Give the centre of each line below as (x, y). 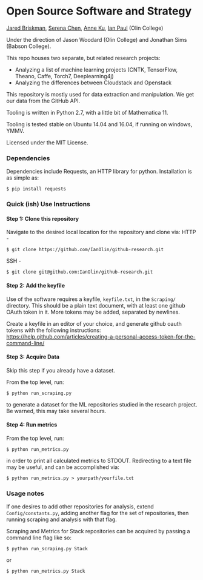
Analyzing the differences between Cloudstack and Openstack (93, 83)
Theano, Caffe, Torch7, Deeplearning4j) (64, 76)
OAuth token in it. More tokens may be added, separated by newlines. (93, 312)
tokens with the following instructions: (54, 330)
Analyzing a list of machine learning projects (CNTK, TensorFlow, (96, 69)
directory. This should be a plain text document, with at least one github (96, 305)
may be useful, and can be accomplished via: (63, 467)
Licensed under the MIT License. (47, 142)
